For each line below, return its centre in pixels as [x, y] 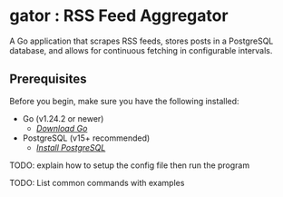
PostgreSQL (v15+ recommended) [86, 138]
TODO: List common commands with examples [97, 182]
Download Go [62, 128]
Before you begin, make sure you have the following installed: [124, 101]
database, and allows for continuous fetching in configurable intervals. [141, 50]
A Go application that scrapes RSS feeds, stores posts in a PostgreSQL [141, 41]
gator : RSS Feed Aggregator [119, 16]
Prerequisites [48, 79]
